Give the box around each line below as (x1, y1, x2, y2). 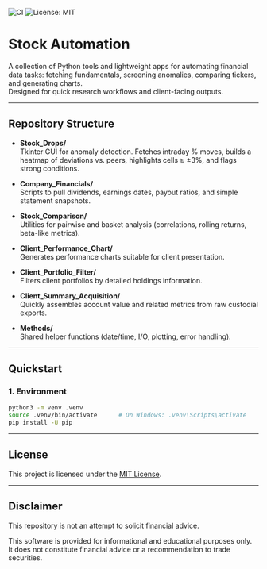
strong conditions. (19, 163, 79, 173)
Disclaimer (8, 500, 63, 513)
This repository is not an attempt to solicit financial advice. (8, 521, 200, 530)
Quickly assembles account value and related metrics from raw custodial (19, 299, 258, 309)
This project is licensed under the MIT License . (8, 469, 162, 479)
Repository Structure (8, 117, 115, 131)
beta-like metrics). (19, 228, 81, 237)
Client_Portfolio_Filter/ (19, 267, 97, 277)
